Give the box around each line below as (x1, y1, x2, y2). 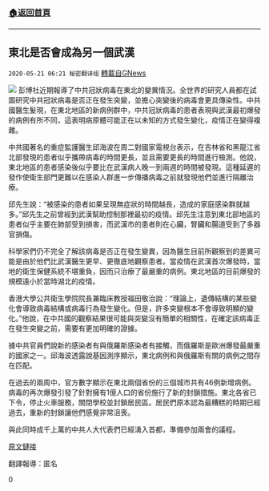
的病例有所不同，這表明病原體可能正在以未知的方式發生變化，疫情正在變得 (8, 115, 254, 125)
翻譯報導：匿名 (8, 459, 58, 469)
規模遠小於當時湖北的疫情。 (8, 276, 100, 286)
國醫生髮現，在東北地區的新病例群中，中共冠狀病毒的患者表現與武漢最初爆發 (8, 106, 261, 115)
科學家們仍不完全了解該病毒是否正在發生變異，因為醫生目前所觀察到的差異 (8, 247, 254, 256)
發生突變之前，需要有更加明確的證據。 (14, 324, 142, 333)
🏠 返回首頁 (8, 6, 51, 18)
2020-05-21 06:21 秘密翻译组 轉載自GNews (8, 68, 147, 78)
